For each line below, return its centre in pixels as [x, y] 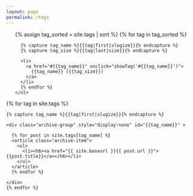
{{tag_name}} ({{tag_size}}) [67, 71]
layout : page [22, 12]
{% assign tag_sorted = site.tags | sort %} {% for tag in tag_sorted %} [101, 34]
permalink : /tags [28, 17]
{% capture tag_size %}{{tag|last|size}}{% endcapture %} [94, 50]
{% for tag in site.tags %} [37, 103]
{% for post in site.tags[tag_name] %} [61, 135]
